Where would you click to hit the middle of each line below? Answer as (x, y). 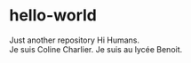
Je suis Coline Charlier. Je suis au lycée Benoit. (96, 49)
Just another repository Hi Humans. (75, 40)
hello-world (53, 16)
